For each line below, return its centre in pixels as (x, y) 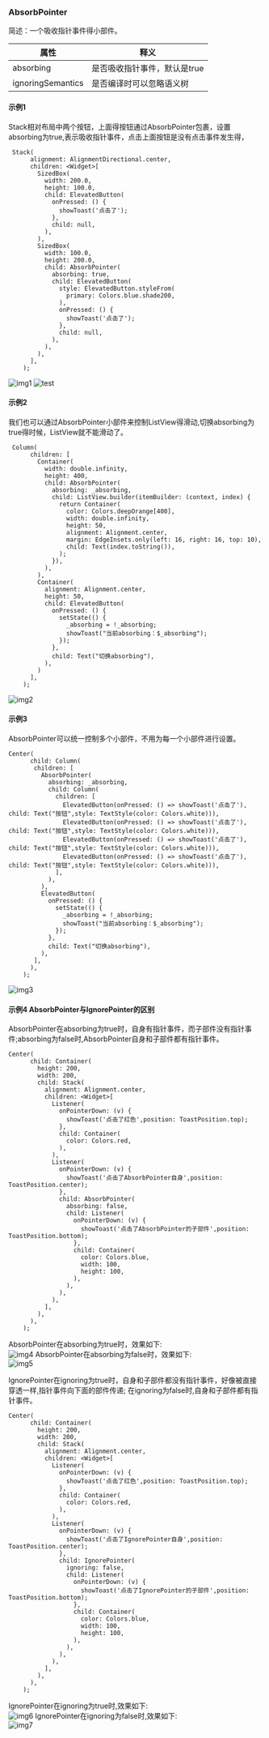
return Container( (90, 504)
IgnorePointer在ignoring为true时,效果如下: (78, 1706)
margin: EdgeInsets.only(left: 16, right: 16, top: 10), (164, 540)
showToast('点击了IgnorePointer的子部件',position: (165, 1591)
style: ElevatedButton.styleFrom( (117, 288)
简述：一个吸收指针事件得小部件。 (65, 31)
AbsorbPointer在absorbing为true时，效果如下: (85, 1344)
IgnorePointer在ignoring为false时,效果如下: (106, 1716)
